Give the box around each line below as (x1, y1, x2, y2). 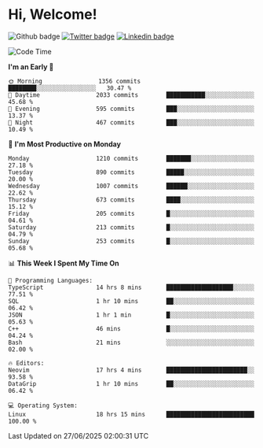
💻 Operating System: (8, 402, 79, 409)
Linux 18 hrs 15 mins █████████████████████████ (8, 410, 255, 418)
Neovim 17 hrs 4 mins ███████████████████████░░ (8, 366, 255, 374)
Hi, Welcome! (8, 6, 97, 24)
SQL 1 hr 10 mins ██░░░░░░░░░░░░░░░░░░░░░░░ (8, 297, 255, 305)
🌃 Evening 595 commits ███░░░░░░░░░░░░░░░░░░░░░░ (8, 105, 255, 113)
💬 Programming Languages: (8, 276, 93, 284)
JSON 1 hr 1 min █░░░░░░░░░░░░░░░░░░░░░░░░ (8, 311, 255, 319)
